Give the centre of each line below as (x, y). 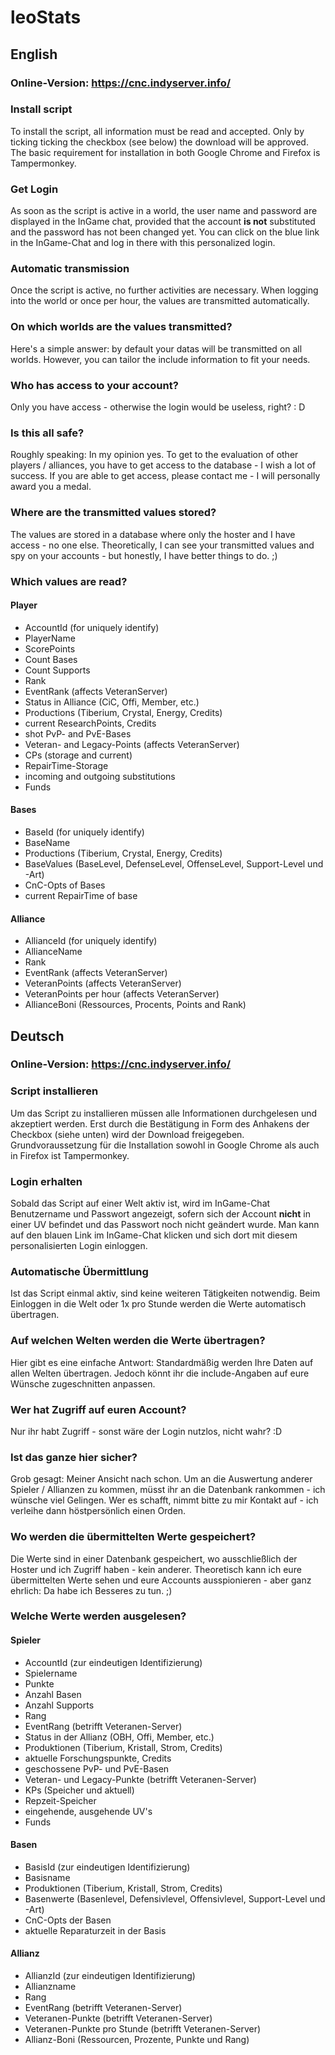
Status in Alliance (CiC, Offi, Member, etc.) (112, 702)
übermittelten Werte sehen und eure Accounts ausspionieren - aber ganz (161, 1580)
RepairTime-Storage (66, 765)
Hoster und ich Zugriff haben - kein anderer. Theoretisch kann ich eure (156, 1569)
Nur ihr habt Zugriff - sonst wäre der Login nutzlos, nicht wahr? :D (146, 1431)
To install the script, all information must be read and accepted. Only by (157, 131)
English (34, 54)
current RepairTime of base (81, 895)
